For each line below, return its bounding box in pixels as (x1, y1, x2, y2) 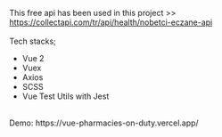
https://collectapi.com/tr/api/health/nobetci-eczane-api (9, 17, 213, 28)
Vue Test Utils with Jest (21, 91, 110, 101)
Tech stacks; (9, 36, 56, 46)
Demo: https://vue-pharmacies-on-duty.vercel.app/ (9, 117, 199, 128)
